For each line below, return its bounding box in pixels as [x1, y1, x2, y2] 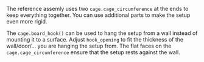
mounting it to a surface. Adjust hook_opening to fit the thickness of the [6, 36, 184, 43]
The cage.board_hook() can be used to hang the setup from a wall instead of [6, 29, 198, 37]
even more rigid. [6, 18, 47, 25]
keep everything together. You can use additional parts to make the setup [6, 11, 191, 19]
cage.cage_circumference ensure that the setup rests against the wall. [6, 49, 181, 56]
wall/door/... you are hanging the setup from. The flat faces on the [6, 42, 172, 49]
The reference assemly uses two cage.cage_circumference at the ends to [6, 5, 189, 12]
